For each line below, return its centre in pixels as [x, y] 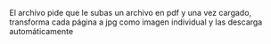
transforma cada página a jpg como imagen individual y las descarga [136, 22]
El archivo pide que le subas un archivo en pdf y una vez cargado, [131, 13]
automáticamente [41, 31]
